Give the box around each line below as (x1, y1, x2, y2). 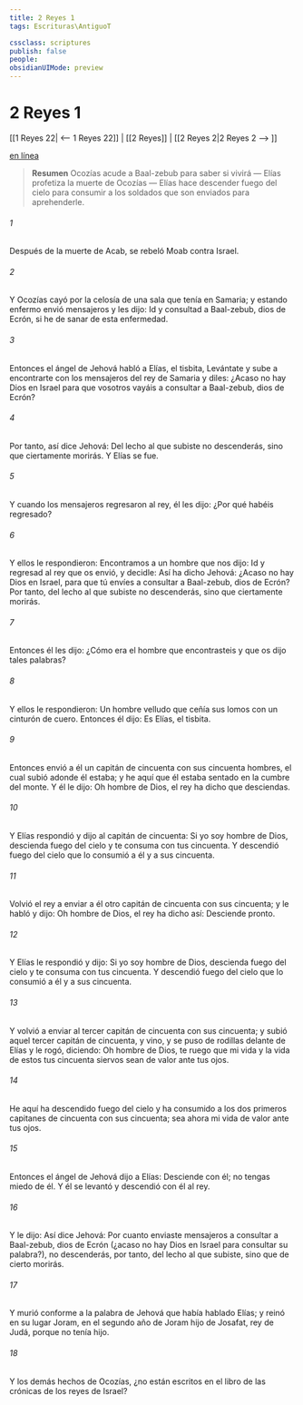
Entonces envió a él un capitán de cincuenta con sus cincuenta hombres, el (9, 761, 292, 772)
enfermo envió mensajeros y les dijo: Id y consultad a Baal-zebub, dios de (9, 304, 286, 315)
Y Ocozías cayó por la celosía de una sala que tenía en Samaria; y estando (9, 294, 288, 305)
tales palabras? (9, 654, 66, 665)
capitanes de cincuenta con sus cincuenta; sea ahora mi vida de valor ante (9, 1113, 289, 1124)
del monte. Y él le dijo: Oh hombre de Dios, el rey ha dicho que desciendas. (9, 781, 290, 792)
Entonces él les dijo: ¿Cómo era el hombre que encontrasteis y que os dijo (9, 645, 287, 656)
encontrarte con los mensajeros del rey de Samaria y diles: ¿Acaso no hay (9, 372, 287, 383)
